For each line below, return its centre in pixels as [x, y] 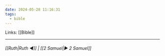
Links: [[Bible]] [20, 33]
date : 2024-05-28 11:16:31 [33, 9]
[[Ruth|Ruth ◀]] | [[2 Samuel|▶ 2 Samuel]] [48, 48]
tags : [11, 14]
